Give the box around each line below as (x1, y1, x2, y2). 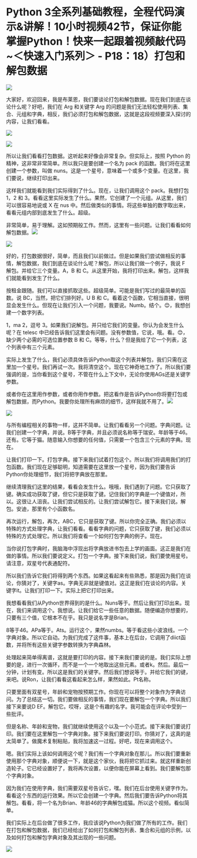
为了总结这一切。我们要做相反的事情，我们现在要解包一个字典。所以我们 (16, 695, 191, 703)
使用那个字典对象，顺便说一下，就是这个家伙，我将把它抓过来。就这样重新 (6, 757, 186, 764)
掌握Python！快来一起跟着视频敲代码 (6, 35, 186, 48)
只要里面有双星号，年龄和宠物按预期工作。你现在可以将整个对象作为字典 (6, 688, 181, 695)
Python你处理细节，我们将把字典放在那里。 (6, 470, 111, 478)
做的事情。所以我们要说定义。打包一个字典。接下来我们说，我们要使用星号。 (6, 552, 191, 559)
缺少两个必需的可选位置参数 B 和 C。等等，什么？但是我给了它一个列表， (6, 336, 182, 343)
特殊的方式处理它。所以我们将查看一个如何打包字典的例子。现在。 (6, 532, 165, 539)
